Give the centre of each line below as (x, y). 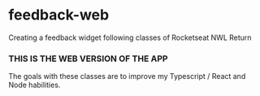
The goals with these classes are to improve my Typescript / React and (127, 76)
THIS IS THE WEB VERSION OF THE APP (88, 59)
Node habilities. (35, 85)
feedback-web (59, 15)
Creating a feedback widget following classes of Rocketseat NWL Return (130, 37)
